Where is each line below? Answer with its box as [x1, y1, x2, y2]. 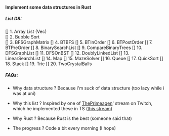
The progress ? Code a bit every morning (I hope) [12, 125, 116, 131]
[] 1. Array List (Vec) [5, 28, 47, 34]
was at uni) [12, 90, 36, 96]
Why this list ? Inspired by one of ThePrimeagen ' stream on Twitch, [12, 100, 153, 106]
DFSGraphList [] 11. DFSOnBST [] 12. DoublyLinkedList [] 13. [5, 50, 130, 56]
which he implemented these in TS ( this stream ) [12, 105, 113, 111]
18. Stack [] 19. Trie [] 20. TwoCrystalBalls [5, 61, 92, 67]
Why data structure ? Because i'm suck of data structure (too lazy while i [12, 85, 164, 91]
